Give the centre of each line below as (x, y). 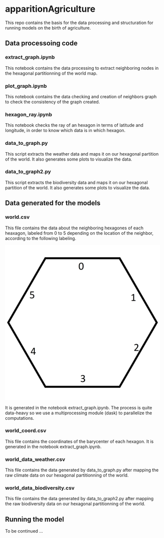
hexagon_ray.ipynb (29, 114)
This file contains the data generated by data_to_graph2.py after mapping (79, 499)
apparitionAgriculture (50, 9)
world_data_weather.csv (35, 459)
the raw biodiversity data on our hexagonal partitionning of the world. (75, 504)
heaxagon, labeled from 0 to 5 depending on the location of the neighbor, (79, 233)
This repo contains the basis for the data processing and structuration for (79, 23)
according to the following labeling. (41, 238)
